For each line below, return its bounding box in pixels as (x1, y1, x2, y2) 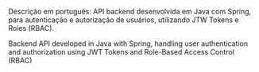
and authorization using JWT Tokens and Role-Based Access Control (8, 47, 234, 56)
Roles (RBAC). (8, 24, 54, 32)
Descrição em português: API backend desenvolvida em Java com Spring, (8, 7, 252, 16)
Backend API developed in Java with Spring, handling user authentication (8, 39, 249, 48)
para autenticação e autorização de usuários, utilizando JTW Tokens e (8, 15, 239, 25)
